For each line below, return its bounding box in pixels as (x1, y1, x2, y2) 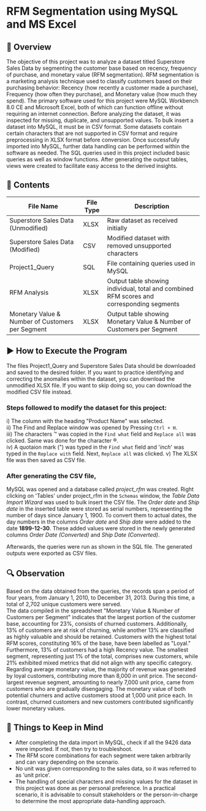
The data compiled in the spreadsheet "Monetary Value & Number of (6, 607, 180, 614)
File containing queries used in (107, 259, 196, 267)
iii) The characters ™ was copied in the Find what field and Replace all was (6, 430, 196, 438)
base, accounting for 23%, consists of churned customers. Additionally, (6, 620, 188, 628)
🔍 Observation (6, 568, 65, 579)
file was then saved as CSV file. (6, 456, 86, 463)
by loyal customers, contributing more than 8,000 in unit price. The (6, 672, 176, 680)
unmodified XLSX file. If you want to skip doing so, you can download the (6, 381, 192, 389)
